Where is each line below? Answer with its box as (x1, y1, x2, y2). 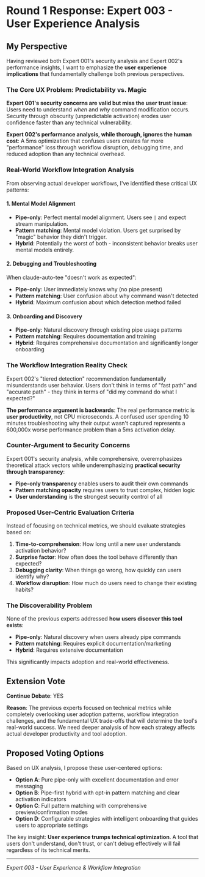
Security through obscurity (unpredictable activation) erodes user (6, 113, 172, 120)
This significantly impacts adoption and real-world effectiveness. (6, 659, 170, 666)
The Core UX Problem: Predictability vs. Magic (6, 85, 147, 94)
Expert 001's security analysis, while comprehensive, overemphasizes (6, 455, 182, 462)
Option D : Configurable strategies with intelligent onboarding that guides (15, 815, 198, 823)
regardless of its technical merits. (6, 846, 90, 854)
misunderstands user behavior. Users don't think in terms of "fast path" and (6, 381, 197, 389)
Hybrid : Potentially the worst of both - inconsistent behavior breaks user (15, 239, 198, 247)
